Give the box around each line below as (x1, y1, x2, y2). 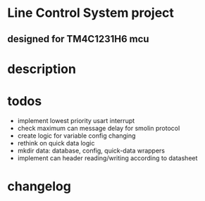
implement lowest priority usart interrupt (17, 116, 135, 124)
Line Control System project (7, 5, 175, 21)
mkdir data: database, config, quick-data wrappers (17, 146, 166, 155)
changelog (7, 178, 72, 194)
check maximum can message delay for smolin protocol (17, 124, 180, 132)
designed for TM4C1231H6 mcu (7, 33, 149, 45)
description (7, 61, 76, 77)
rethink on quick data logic (17, 138, 95, 147)
